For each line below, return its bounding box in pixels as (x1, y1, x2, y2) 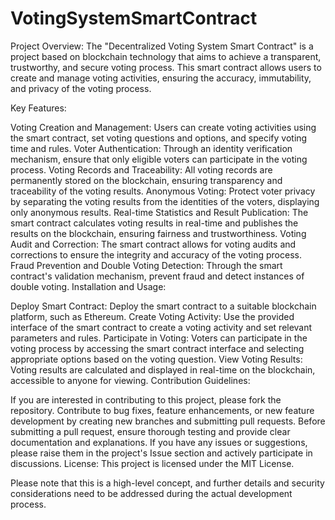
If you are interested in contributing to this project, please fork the (10, 393, 282, 406)
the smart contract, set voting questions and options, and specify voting (10, 132, 308, 144)
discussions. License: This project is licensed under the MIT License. (10, 457, 295, 469)
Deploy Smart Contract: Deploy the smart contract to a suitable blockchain (10, 300, 317, 312)
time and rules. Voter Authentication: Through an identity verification (10, 142, 293, 154)
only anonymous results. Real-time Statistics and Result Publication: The (10, 206, 309, 218)
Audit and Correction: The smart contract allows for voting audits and (10, 238, 297, 250)
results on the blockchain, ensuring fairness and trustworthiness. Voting (10, 227, 307, 239)
